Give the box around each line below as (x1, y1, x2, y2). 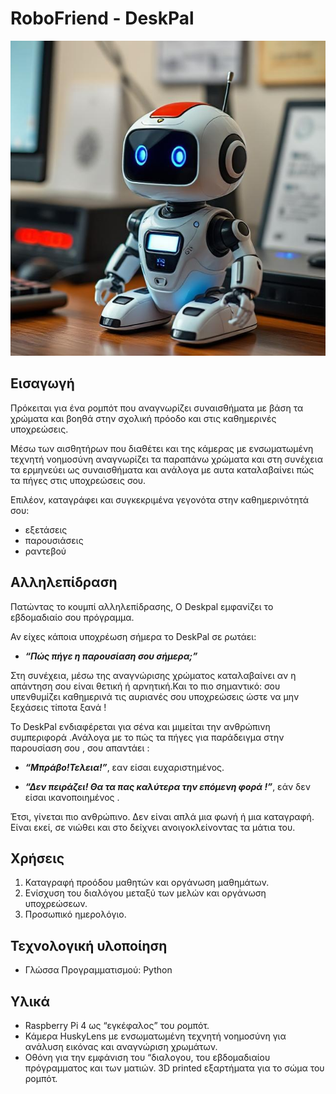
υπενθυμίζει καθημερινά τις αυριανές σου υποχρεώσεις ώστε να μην (10, 690, 300, 702)
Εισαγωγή (10, 375, 75, 392)
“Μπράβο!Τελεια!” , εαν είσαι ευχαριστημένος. (24, 761, 225, 773)
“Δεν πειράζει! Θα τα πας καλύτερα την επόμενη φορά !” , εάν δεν (24, 780, 311, 792)
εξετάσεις (24, 523, 68, 536)
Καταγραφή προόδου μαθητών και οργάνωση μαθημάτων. (24, 877, 270, 889)
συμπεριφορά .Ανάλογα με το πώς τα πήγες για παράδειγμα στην (10, 731, 285, 743)
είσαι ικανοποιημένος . (24, 791, 120, 803)
